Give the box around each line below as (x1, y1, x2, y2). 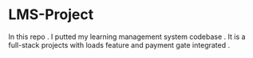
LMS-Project (8, 6, 94, 24)
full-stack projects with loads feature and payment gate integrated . (8, 40, 230, 49)
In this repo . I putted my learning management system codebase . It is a (8, 32, 246, 41)
